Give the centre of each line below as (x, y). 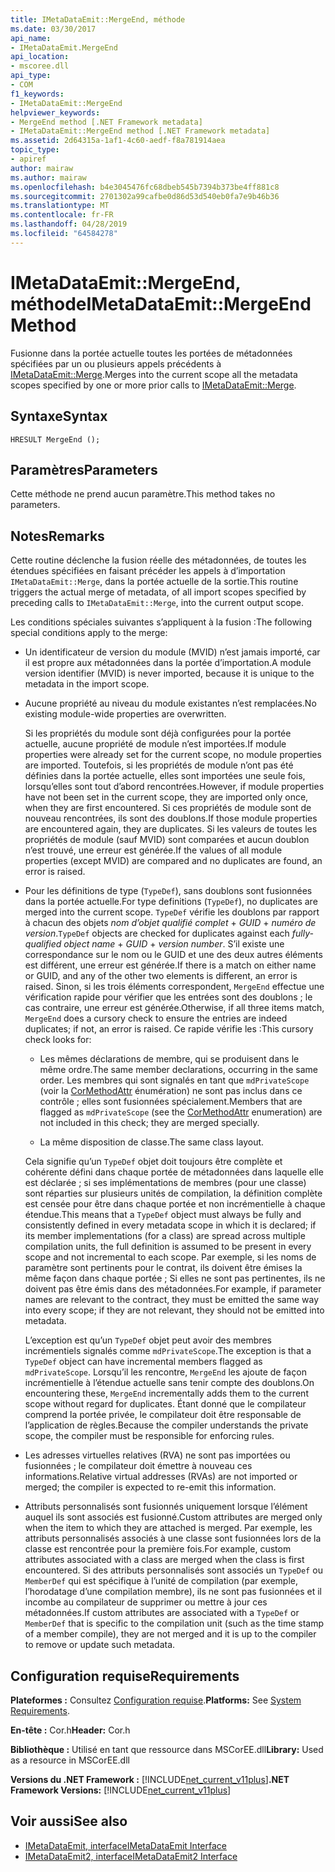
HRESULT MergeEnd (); (55, 439)
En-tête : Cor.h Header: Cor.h (70, 1730)
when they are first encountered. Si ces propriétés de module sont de (168, 808)
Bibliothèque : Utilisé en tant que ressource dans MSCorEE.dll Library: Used (167, 1749)
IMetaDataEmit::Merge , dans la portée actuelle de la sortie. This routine (154, 582)
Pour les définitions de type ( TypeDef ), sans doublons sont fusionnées (168, 891)
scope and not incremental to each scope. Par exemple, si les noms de (170, 1257)
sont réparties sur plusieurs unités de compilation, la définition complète (173, 1193)
